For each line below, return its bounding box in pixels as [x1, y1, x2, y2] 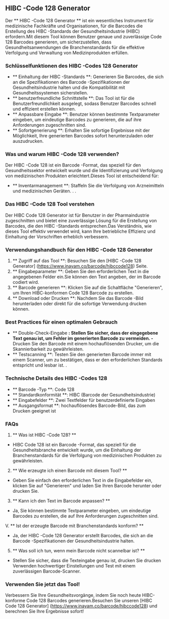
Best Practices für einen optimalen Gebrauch [5, 318, 118, 325]
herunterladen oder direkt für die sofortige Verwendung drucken [12, 300, 147, 306]
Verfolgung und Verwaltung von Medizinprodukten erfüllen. [5, 49, 129, 56]
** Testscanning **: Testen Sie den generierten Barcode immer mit [12, 351, 151, 357]
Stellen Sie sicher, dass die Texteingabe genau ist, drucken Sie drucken [12, 557, 161, 563]
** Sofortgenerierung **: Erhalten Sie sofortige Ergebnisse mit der [12, 127, 150, 133]
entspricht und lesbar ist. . [12, 362, 67, 368]
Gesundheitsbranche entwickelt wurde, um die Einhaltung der [12, 447, 141, 453]
